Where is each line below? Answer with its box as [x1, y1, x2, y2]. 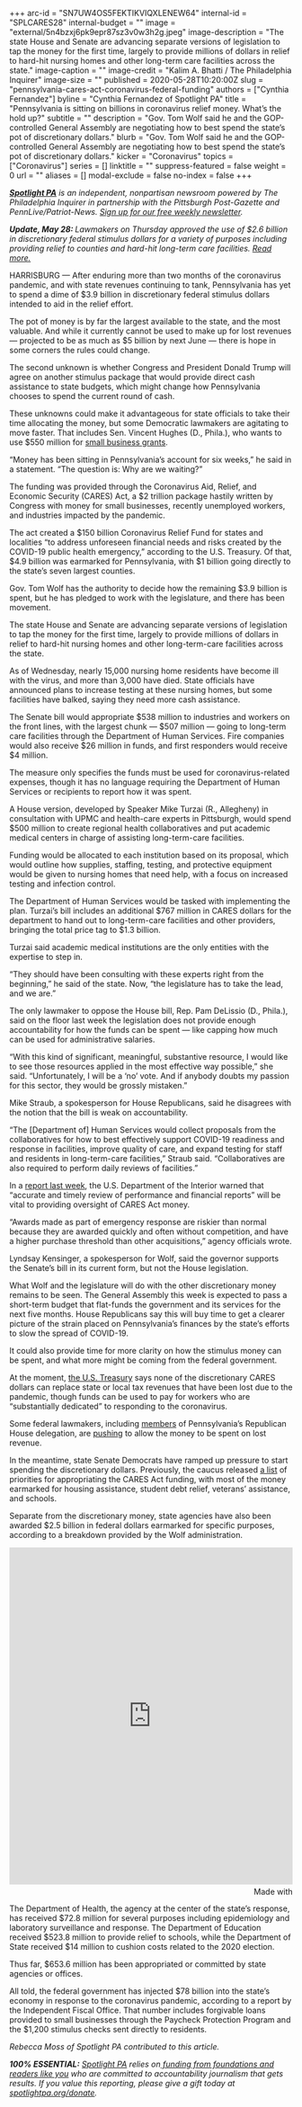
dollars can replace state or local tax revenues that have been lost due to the [9, 1382, 293, 1392]
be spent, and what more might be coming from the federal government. [9, 1355, 278, 1365]
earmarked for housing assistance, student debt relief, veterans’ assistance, [9, 1483, 290, 1494]
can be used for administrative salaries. [9, 1034, 155, 1045]
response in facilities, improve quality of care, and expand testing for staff [9, 1143, 283, 1154]
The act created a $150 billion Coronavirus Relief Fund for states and [9, 528, 263, 538]
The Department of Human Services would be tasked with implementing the [9, 896, 290, 906]
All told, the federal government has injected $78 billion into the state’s [9, 1986, 271, 1996]
